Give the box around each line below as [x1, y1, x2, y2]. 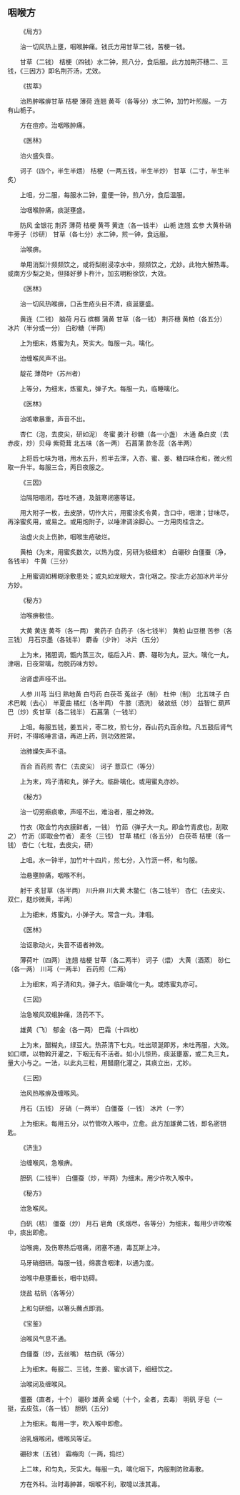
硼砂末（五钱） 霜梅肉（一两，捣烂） [20, 1449, 129, 1458]
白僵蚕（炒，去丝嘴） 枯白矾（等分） [20, 1349, 129, 1358]
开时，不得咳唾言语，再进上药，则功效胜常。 [7, 731, 139, 740]
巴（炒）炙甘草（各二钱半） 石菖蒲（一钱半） [7, 707, 141, 716]
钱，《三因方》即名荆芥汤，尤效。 [7, 66, 105, 75]
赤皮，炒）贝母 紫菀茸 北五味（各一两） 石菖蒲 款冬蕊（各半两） [7, 439, 196, 447]
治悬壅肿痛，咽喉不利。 [20, 871, 89, 879]
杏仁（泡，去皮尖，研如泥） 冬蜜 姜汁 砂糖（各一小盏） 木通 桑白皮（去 [20, 429, 229, 438]
